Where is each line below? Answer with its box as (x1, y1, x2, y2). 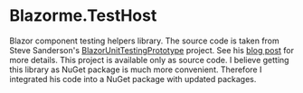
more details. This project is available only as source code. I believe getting (9, 54, 289, 65)
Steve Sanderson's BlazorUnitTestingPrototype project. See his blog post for (9, 44, 295, 55)
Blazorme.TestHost (9, 5, 157, 26)
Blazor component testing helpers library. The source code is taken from (9, 35, 280, 46)
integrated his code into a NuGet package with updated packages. (9, 73, 257, 84)
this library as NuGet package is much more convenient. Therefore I (9, 64, 262, 75)
